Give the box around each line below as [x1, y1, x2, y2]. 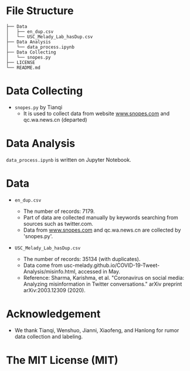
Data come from [23, 262, 63, 269]
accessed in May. [78, 268, 120, 275]
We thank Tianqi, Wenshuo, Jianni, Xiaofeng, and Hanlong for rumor [14, 326, 179, 333]
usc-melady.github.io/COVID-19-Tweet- [63, 262, 160, 269]
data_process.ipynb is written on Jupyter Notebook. [6, 156, 131, 163]
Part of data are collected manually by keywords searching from [23, 213, 179, 221]
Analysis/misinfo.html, [23, 268, 77, 275]
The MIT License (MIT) [6, 353, 118, 367]
